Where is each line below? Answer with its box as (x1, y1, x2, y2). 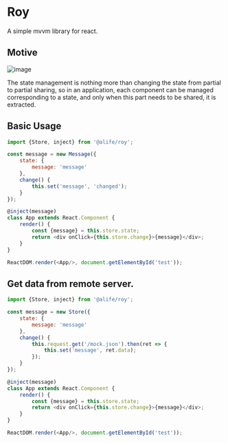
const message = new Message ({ (7, 151, 97, 158)
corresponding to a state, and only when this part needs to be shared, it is (7, 93, 216, 101)
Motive (7, 47, 38, 58)
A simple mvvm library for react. (7, 27, 98, 35)
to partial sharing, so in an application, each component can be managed (7, 85, 214, 94)
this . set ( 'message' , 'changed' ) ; (32, 183, 128, 190)
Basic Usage (7, 120, 62, 132)
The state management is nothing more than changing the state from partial (7, 78, 221, 87)
